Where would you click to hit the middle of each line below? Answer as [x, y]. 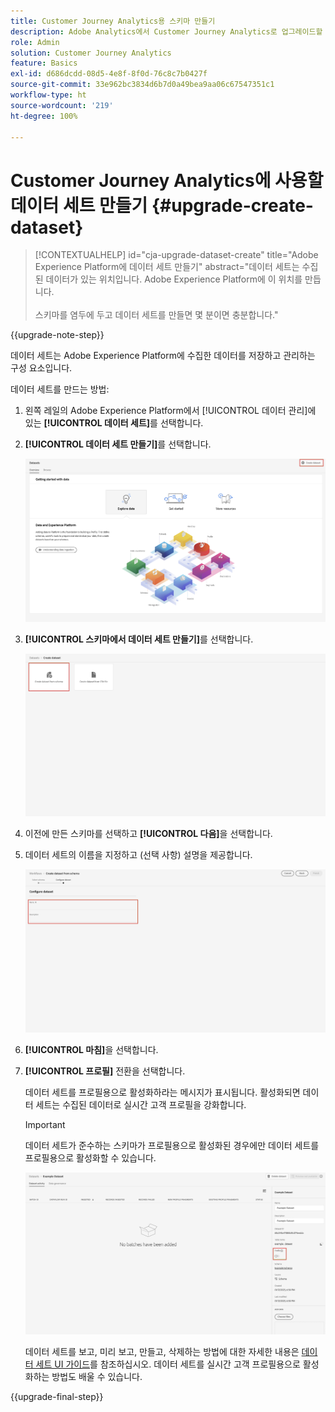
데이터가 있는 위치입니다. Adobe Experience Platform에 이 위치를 [174, 279]
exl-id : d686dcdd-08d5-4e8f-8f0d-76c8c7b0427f [109, 74]
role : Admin [35, 42]
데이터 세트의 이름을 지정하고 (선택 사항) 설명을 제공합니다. [138, 855]
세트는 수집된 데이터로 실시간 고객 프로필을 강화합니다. [141, 1104]
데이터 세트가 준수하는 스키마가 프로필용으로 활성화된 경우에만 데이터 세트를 [172, 1145]
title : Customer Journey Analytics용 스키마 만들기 [113, 21]
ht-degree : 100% [44, 116]
